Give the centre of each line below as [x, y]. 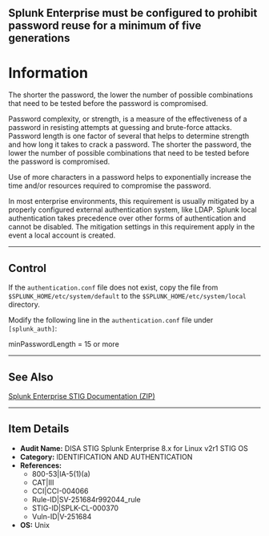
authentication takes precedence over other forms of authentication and [127, 218]
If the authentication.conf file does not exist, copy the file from [113, 287]
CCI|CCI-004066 [60, 491]
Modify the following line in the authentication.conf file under [111, 320]
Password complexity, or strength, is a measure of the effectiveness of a [128, 119]
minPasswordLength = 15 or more [64, 344]
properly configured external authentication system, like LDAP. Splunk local [133, 210]
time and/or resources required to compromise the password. [110, 186]
